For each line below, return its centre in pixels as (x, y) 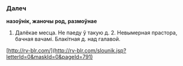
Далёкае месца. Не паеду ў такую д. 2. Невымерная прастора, (96, 33)
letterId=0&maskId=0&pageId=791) (49, 57)
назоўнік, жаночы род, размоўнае (52, 21)
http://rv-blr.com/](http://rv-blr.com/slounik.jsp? (67, 51)
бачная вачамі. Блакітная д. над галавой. (68, 39)
